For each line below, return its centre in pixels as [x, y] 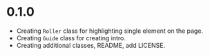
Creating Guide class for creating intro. [71, 38]
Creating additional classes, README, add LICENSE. [91, 45]
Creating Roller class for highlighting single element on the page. [110, 31]
